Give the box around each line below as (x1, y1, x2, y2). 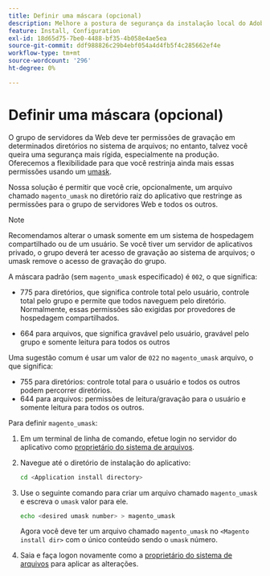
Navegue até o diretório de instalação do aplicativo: (19, 458, 191, 467)
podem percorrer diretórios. (19, 385, 112, 395)
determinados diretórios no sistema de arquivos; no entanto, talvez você (8, 141, 248, 150)
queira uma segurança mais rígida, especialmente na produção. (8, 150, 219, 159)
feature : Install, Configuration (8, 27, 121, 35)
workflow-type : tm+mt (8, 49, 81, 57)
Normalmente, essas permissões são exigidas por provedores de (19, 304, 235, 314)
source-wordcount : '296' (8, 57, 92, 65)
